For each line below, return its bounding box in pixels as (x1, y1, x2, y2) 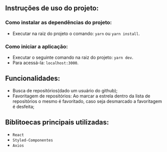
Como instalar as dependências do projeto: (5, 19, 112, 26)
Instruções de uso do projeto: (5, 4, 99, 13)
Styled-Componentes (12, 137, 53, 142)
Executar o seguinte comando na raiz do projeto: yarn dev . (12, 54, 133, 60)
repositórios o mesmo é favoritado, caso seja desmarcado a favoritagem (12, 98, 162, 104)
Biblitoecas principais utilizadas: (5, 118, 109, 127)
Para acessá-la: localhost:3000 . (12, 60, 79, 66)
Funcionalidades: (5, 74, 60, 83)
